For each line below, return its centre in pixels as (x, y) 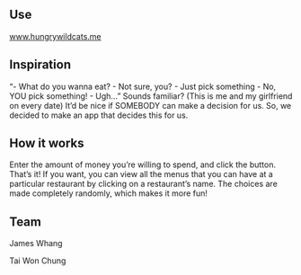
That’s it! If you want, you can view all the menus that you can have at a (142, 174)
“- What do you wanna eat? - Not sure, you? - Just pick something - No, (143, 86)
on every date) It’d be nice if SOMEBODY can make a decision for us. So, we (150, 105)
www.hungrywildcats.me (55, 36)
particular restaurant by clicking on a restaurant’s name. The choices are (144, 184)
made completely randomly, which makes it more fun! (109, 193)
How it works (47, 143)
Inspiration (40, 65)
